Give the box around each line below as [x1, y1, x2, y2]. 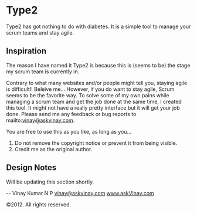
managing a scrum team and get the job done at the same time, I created [6, 98, 182, 105]
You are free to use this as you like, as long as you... [6, 128, 132, 135]
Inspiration [6, 46, 47, 56]
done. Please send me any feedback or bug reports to [6, 110, 137, 117]
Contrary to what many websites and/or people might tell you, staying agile [6, 79, 188, 86]
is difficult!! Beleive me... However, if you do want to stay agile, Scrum [6, 86, 175, 93]
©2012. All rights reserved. [6, 201, 72, 208]
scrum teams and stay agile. [6, 29, 74, 36]
